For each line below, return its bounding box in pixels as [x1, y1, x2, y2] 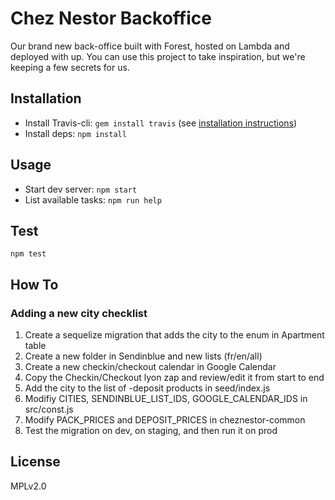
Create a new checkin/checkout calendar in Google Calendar [24, 361, 277, 373]
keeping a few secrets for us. [10, 61, 130, 73]
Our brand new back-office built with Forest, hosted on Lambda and [10, 40, 290, 52]
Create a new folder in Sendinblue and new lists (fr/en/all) [24, 350, 263, 362]
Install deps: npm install [24, 127, 127, 139]
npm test [10, 249, 47, 259]
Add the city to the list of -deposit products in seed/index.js [24, 382, 271, 394]
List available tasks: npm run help [24, 193, 162, 206]
